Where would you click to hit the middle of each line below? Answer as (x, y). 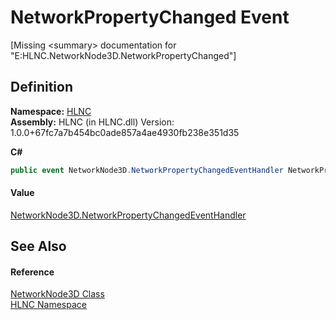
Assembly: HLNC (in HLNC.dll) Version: (92, 122)
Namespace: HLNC (51, 111)
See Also (38, 246)
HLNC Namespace (48, 305)
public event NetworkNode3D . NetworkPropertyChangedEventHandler (147, 170)
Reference (32, 272)
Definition (41, 87)
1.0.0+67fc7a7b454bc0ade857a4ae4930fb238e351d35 (125, 132)
